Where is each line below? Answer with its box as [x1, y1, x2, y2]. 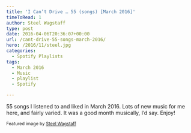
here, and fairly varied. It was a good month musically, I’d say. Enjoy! [6, 109, 175, 116]
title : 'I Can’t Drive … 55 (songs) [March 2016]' [6, 8, 136, 15]
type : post [6, 25, 34, 32]
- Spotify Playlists [11, 53, 63, 59]
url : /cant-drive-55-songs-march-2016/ [6, 37, 106, 43]
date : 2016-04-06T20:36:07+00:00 [6, 31, 90, 37]
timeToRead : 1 [6, 14, 42, 20]
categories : [6, 48, 36, 54]
